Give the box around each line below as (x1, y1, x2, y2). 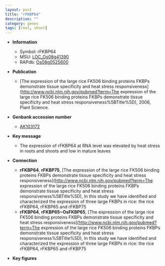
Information (12, 39, 38, 45)
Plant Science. (19, 105, 49, 111)
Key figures (12, 255, 37, 262)
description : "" (5, 16, 39, 21)
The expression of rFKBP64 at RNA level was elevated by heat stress (19, 143, 161, 149)
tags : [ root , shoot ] (5, 26, 48, 31)
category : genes (5, 21, 39, 26)
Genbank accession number (12, 114, 72, 120)
